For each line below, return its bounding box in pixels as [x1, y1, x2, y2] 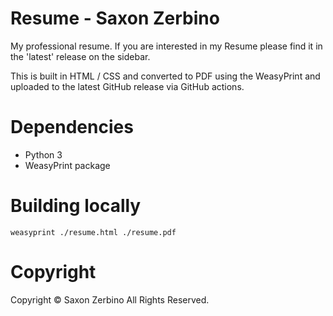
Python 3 [24, 148, 63, 161]
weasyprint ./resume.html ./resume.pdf [10, 227, 177, 237]
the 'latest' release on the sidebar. [10, 50, 151, 62]
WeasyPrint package [24, 159, 111, 171]
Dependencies [10, 116, 134, 139]
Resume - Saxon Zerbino [10, 7, 220, 30]
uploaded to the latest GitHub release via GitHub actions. [10, 80, 245, 92]
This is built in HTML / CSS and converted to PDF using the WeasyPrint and [10, 70, 321, 82]
